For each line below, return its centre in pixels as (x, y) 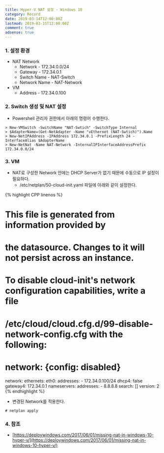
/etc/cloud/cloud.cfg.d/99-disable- (79, 324)
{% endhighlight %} (25, 391)
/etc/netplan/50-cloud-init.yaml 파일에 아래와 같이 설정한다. (78, 185)
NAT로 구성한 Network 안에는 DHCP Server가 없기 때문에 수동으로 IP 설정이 (86, 172)
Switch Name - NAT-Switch (47, 77)
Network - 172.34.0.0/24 (44, 67)
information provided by (55, 225)
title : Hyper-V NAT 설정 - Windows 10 (44, 10)
